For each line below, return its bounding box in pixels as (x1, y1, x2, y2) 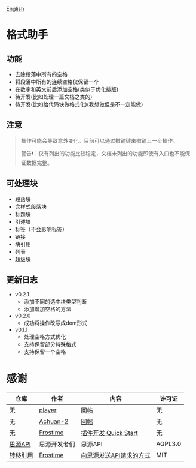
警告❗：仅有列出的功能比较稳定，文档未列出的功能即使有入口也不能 (20, 149, 185, 157)
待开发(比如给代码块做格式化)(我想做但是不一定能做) (14, 101, 143, 107)
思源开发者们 (39, 440, 76, 449)
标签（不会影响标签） (14, 225, 68, 233)
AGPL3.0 (156, 440, 182, 448)
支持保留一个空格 (23, 348, 66, 356)
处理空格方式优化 (23, 333, 66, 341)
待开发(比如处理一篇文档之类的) (14, 93, 93, 100)
